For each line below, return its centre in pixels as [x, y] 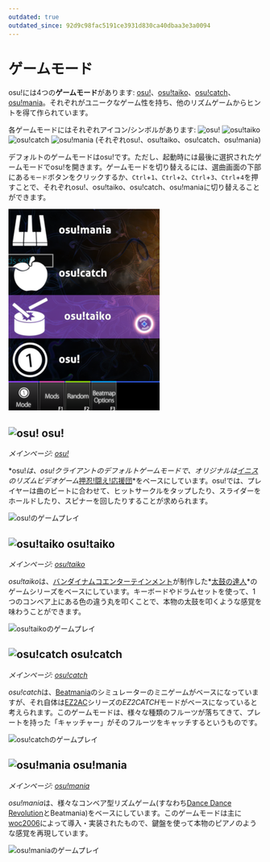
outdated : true [34, 17]
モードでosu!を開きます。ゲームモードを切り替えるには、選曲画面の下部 [142, 167]
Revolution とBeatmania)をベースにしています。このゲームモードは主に [125, 813]
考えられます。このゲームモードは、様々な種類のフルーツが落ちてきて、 [128, 712]
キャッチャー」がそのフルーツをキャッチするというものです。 [160, 722]
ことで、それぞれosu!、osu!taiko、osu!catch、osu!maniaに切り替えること [137, 187]
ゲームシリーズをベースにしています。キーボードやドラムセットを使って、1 [132, 591]
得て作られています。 [57, 113]
